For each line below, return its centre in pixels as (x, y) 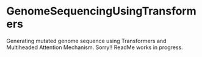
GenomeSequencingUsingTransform (101, 11)
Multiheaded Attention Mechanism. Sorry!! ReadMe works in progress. (95, 47)
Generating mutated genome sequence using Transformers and (86, 41)
